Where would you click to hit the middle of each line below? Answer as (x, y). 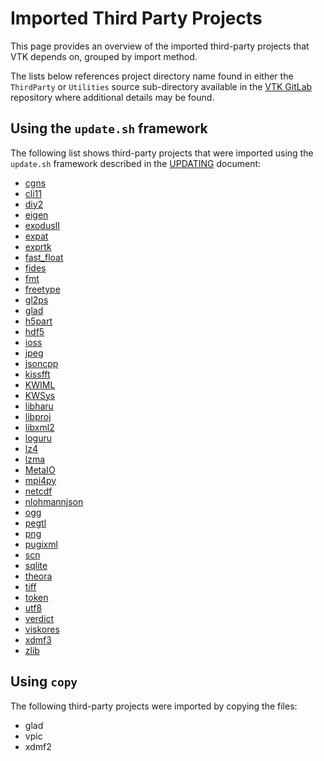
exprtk (38, 246)
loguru (38, 438)
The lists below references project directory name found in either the (152, 76)
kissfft (37, 374)
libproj (38, 416)
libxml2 (39, 427)
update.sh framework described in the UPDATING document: (136, 163)
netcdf (38, 491)
